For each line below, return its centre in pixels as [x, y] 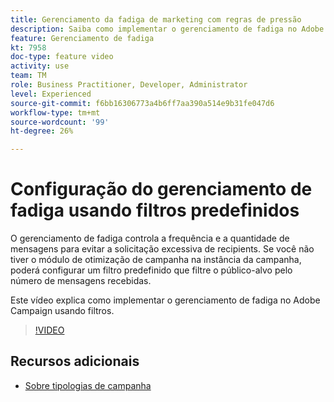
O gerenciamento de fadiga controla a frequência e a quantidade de [150, 238]
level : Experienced [51, 94]
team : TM [28, 76]
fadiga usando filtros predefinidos [155, 210]
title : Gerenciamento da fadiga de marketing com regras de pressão [156, 19]
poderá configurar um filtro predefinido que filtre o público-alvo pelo [151, 270]
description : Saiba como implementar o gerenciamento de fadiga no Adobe [167, 29]
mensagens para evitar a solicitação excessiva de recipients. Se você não [162, 249]
